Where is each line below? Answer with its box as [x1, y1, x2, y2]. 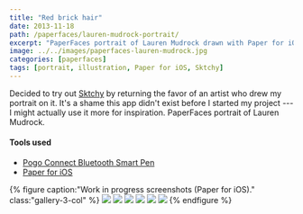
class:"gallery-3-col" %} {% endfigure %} [9, 195, 233, 206]
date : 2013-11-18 [9, 22, 75, 31]
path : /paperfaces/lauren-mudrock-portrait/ [9, 30, 179, 39]
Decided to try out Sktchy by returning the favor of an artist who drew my [9, 87, 282, 99]
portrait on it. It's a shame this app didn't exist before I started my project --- [9, 97, 294, 108]
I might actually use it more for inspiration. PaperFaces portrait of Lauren [9, 107, 280, 118]
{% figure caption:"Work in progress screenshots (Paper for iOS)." [9, 184, 255, 195]
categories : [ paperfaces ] [9, 55, 106, 64]
